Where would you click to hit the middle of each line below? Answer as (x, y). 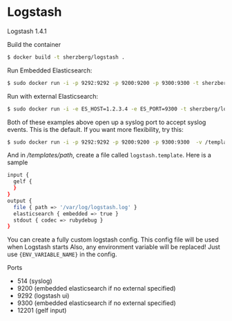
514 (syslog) (35, 281)
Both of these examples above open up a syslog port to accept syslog (107, 122)
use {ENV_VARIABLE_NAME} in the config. (62, 254)
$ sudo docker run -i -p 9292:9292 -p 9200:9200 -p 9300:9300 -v (105, 142)
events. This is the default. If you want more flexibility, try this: (96, 129)
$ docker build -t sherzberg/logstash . (66, 57)
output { (20, 201)
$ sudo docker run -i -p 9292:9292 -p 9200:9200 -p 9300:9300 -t (103, 83)
